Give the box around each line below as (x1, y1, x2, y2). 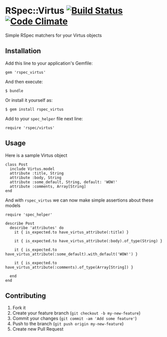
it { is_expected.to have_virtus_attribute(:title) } (14, 230, 129, 235)
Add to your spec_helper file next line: (5, 115, 83, 121)
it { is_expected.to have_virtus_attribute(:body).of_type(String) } (14, 238, 163, 243)
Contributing (5, 291, 46, 300)
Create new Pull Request (12, 326, 64, 332)
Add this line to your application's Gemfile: (5, 60, 93, 66)
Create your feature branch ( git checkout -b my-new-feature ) (12, 310, 141, 316)
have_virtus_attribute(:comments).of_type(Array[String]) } (5, 265, 134, 270)
